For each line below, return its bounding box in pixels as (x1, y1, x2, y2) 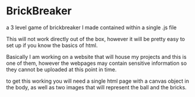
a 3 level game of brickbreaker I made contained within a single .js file (6, 24, 177, 31)
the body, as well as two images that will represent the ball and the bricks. (6, 83, 187, 90)
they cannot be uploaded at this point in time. (6, 65, 117, 73)
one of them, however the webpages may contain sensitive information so (6, 60, 187, 67)
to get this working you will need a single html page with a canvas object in (6, 77, 190, 85)
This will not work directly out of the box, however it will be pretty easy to (6, 35, 186, 42)
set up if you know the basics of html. (6, 42, 98, 49)
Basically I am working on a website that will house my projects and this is (6, 53, 187, 60)
